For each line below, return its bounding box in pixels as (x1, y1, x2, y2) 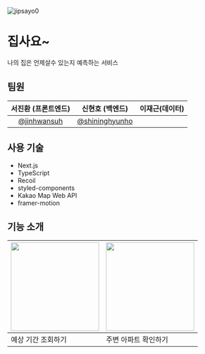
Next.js (17, 161, 39, 170)
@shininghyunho (77, 116, 133, 126)
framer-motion (17, 199, 60, 207)
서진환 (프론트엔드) (11, 103, 70, 113)
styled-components (17, 184, 75, 192)
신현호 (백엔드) (82, 103, 129, 113)
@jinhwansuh (18, 116, 63, 126)
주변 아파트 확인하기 (106, 335, 169, 345)
